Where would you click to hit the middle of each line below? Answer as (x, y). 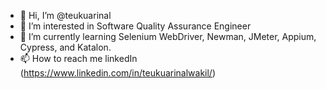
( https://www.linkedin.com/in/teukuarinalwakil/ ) (118, 73)
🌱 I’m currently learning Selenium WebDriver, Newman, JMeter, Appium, (168, 36)
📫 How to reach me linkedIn (78, 58)
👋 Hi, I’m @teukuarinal (65, 15)
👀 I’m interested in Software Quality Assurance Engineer (135, 26)
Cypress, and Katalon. (65, 47)
